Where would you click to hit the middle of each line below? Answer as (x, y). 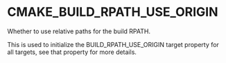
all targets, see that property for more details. (72, 52)
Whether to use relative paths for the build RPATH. (79, 31)
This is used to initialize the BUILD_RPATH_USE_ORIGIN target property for (113, 44)
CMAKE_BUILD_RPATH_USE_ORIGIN (113, 12)
